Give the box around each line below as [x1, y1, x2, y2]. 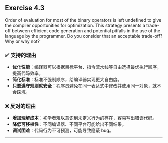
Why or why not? [5, 38, 40, 44]
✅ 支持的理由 [5, 52, 36, 59]
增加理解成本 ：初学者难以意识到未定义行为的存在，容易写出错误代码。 [12, 115, 157, 121]
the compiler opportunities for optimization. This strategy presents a [5, 22, 146, 28]
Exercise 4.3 [5, 4, 45, 12]
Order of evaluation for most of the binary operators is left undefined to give [5, 17, 162, 23]
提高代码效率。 [12, 70, 43, 76]
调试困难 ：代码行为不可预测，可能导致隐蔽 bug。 [12, 127, 114, 134]
